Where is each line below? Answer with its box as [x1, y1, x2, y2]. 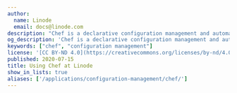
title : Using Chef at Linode [7, 62, 93, 69]
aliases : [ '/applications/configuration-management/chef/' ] [7, 75, 188, 83]
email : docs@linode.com [13, 23, 83, 30]
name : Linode [13, 17, 52, 24]
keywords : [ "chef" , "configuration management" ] [7, 43, 153, 50]
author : [7, 10, 30, 17]
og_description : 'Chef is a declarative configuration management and [7, 36, 219, 43]
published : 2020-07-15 [7, 56, 74, 63]
